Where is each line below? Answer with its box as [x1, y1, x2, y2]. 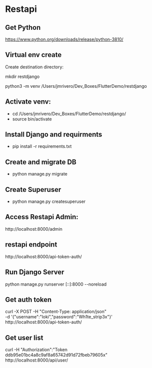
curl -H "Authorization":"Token [5, 347, 68, 353]
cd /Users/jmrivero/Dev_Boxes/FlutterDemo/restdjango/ [12, 111, 126, 117]
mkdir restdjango [5, 73, 40, 79]
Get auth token [5, 295, 52, 304]
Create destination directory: [5, 63, 64, 70]
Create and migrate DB [5, 158, 77, 166]
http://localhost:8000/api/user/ [5, 357, 68, 363]
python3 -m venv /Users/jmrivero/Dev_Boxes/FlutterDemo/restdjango [5, 83, 147, 89]
